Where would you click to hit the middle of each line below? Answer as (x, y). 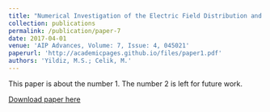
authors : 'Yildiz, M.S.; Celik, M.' (70, 61)
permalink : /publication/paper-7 (65, 31)
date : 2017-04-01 (38, 38)
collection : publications (52, 23)
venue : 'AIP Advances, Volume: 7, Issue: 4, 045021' (99, 46)
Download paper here (44, 99)
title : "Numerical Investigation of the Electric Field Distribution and (135, 16)
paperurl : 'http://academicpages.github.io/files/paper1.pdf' (115, 53)
